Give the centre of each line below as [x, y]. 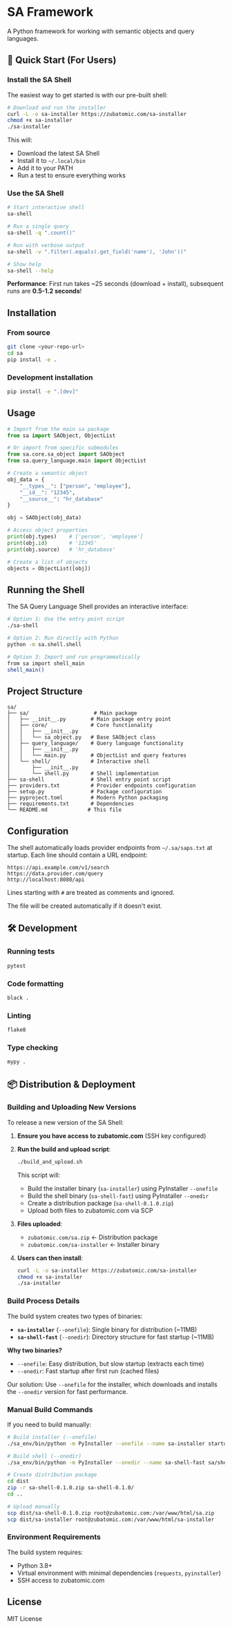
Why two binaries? [35, 1350]
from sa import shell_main [46, 663]
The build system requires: [45, 1552]
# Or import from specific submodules [63, 448]
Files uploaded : [40, 1223]
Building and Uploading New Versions [72, 1107]
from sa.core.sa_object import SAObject [66, 454]
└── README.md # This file [65, 810]
